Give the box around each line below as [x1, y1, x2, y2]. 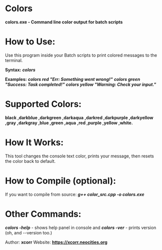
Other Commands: [5, 208, 81, 219]
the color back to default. [5, 158, 56, 164]
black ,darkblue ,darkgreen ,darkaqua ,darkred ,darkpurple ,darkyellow [5, 115, 154, 120]
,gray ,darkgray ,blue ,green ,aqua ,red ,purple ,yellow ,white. [5, 120, 133, 126]
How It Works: [5, 137, 64, 148]
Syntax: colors [5, 67, 36, 73]
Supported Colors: [5, 98, 82, 110]
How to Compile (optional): [5, 175, 116, 186]
